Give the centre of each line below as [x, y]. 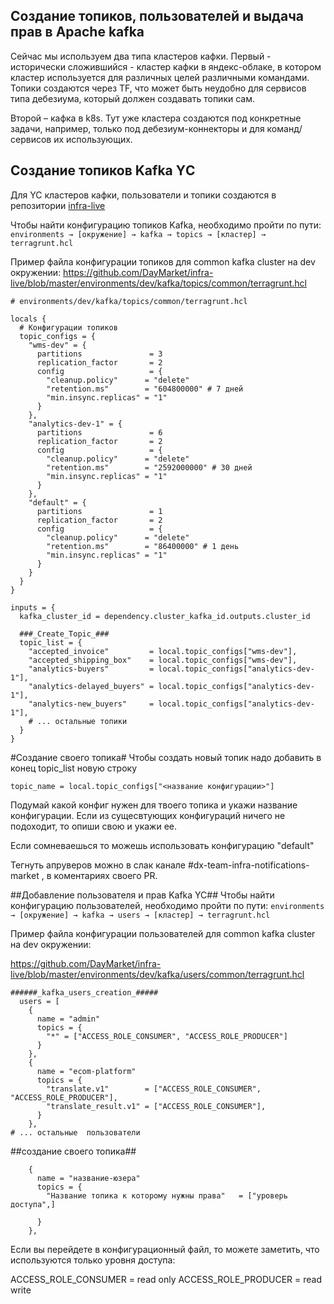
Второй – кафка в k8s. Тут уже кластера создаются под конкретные [156, 118]
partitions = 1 [99, 511]
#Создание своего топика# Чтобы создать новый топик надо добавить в [166, 757]
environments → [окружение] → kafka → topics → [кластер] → [138, 234]
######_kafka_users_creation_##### [84, 992]
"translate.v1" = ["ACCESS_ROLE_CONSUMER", [154, 1089]
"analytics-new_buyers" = [91, 704]
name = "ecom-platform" [86, 1071]
